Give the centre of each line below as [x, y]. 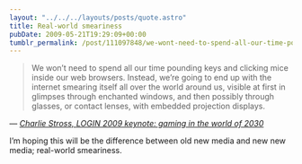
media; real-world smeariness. [66, 151]
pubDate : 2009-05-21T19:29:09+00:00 [78, 34]
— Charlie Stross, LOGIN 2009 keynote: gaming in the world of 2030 [137, 124]
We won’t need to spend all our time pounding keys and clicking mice [160, 68]
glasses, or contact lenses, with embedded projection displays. [148, 106]
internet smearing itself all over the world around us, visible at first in [158, 87]
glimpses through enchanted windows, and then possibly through [153, 97]
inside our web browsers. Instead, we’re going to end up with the [151, 78]
